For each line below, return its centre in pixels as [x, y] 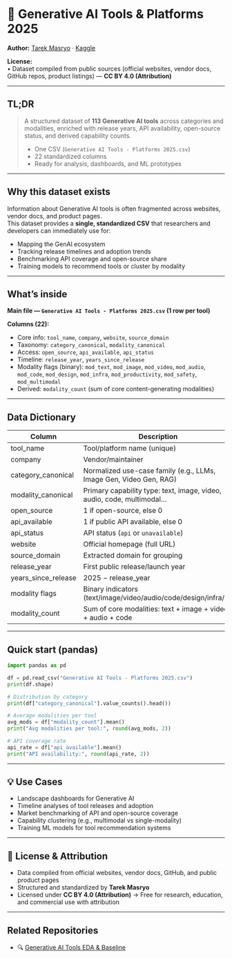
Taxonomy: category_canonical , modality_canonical [91, 345]
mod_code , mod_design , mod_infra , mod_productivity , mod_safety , [107, 374]
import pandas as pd [37, 666]
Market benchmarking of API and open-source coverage [97, 813]
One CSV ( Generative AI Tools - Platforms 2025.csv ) [113, 149]
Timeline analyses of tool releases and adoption [85, 806]
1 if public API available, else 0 [133, 522]
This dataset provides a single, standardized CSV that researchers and [109, 223]
